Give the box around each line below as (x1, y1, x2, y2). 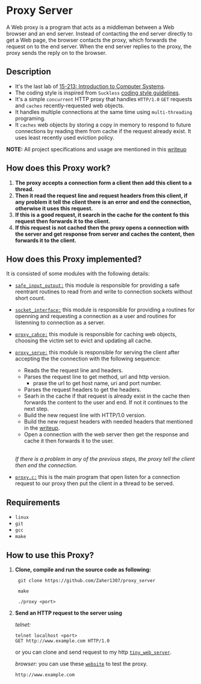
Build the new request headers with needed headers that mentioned (23, 418, 193, 425)
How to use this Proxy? (6, 550, 94, 560)
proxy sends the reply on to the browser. (6, 49, 107, 56)
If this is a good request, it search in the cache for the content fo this (14, 211, 190, 218)
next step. (23, 405, 49, 413)
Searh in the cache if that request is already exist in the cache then (23, 392, 190, 400)
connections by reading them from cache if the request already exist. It (14, 127, 191, 134)
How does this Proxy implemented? (6, 254, 142, 264)
